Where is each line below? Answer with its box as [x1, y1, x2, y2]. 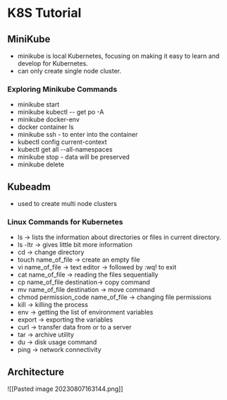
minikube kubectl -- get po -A [17, 108, 104, 116]
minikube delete [17, 160, 65, 169]
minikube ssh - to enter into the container [17, 131, 138, 139]
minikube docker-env [17, 115, 80, 124]
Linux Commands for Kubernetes [7, 217, 123, 227]
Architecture [7, 365, 65, 378]
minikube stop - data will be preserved [17, 153, 130, 162]
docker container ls [17, 123, 74, 131]
